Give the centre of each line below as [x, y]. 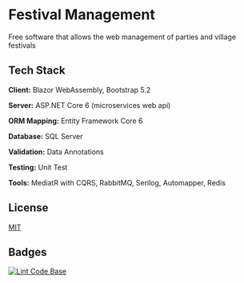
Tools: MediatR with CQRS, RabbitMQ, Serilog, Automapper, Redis [117, 182]
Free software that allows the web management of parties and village [122, 37]
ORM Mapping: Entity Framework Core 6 [76, 121]
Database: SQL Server [46, 136]
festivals [22, 45]
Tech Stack [37, 71]
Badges [28, 252]
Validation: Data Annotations [56, 151]
